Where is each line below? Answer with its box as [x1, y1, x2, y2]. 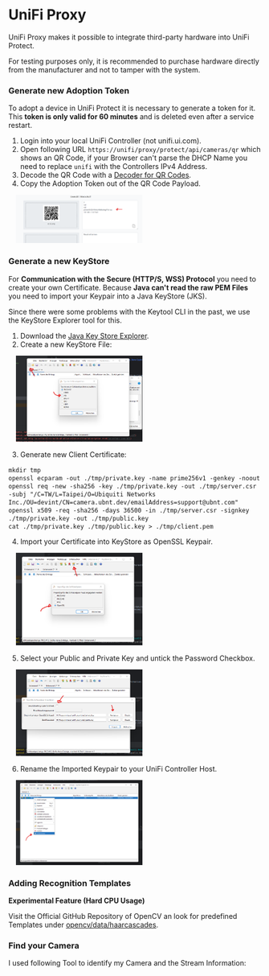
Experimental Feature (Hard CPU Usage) [8, 896, 145, 906]
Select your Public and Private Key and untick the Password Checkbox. [19, 653, 255, 663]
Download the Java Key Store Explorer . [19, 331, 149, 340]
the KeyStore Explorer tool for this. [8, 315, 122, 325]
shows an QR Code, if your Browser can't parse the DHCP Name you [19, 153, 247, 163]
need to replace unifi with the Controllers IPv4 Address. [19, 162, 207, 171]
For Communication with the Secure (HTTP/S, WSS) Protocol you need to [8, 274, 257, 283]
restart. [8, 121, 33, 130]
